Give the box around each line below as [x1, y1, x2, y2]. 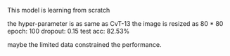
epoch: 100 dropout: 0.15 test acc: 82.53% [7, 27, 130, 35]
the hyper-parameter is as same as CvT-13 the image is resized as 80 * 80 [7, 20, 224, 27]
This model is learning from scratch [7, 6, 110, 14]
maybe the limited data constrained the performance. [7, 41, 162, 48]
